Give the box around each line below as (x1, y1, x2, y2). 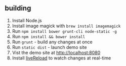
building (5, 4, 31, 13)
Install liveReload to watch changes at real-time (12, 55, 111, 61)
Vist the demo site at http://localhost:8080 (12, 49, 101, 55)
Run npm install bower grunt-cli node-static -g (12, 28, 117, 34)
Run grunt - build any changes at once (12, 39, 93, 45)
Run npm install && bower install (12, 33, 86, 39)
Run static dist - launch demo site (12, 44, 87, 50)
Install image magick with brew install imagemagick (12, 23, 121, 29)
